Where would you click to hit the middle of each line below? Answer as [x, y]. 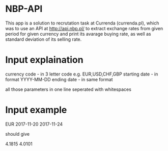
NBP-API [24, 9]
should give [17, 134]
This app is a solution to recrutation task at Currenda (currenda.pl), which [82, 23]
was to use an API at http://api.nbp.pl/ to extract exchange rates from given [84, 28]
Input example [36, 110]
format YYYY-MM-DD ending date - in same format [59, 79]
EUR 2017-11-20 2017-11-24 [34, 124]
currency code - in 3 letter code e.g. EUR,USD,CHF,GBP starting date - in [82, 74]
